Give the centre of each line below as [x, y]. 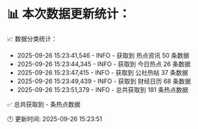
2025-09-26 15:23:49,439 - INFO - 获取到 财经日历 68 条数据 [104, 81]
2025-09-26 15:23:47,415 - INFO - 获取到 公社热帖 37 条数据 [102, 72]
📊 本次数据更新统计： [69, 14]
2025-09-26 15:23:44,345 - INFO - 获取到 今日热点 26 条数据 [104, 64]
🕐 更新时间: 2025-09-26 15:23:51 [55, 119]
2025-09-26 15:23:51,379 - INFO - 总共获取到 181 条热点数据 [102, 89]
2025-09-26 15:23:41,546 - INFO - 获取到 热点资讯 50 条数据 [103, 55]
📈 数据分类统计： [32, 38]
